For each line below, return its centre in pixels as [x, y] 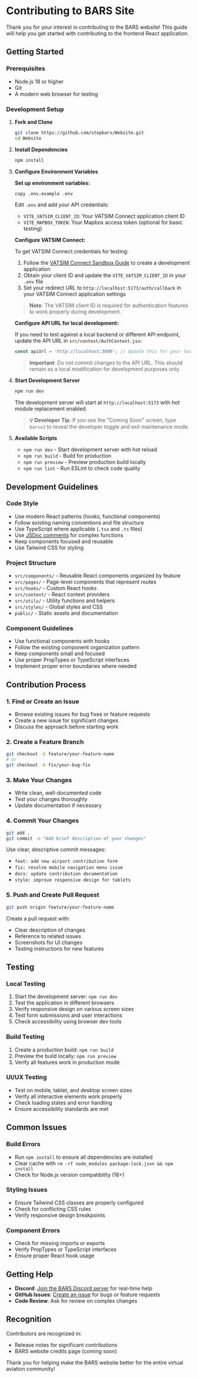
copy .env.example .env [44, 193]
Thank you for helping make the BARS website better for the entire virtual [95, 1362]
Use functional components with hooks [62, 641]
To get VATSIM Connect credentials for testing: [71, 252]
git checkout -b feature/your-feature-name [60, 754]
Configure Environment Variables [56, 171]
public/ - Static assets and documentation [66, 613]
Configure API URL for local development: [67, 323]
